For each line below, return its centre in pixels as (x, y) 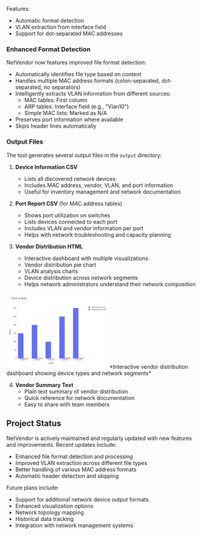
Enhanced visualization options (54, 506)
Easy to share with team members (67, 404)
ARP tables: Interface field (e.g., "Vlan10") (76, 107)
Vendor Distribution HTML (49, 247)
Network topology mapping (49, 512)
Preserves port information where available (69, 120)
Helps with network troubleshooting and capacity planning (98, 234)
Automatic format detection (49, 20)
